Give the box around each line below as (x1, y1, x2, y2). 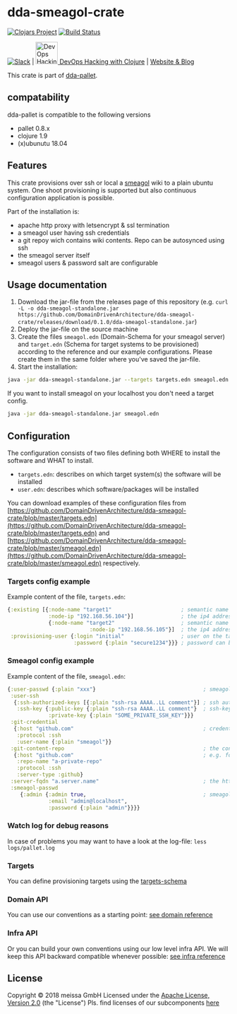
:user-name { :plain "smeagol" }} (16, 738, 112, 745)
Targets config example (7, 576, 90, 586)
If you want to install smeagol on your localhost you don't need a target (7, 389, 214, 398)
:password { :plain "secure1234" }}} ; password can (73, 639, 226, 646)
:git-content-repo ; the (10, 744, 219, 752)
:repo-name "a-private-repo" (16, 758, 102, 765)
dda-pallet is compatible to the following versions (7, 110, 151, 119)
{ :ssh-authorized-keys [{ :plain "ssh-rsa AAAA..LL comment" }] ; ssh (13, 698, 219, 706)
